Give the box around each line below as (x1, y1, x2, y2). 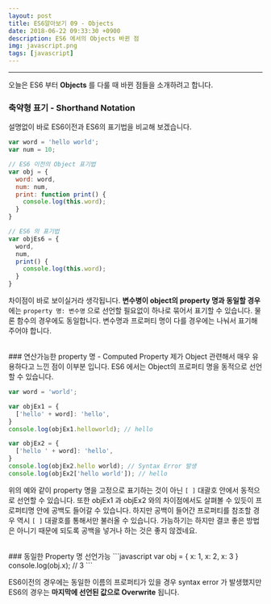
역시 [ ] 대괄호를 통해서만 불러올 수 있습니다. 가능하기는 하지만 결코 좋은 (16, 515, 245, 525)
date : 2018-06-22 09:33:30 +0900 (8, 27, 121, 35)
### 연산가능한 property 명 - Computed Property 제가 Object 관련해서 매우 (8, 352, 251, 362)
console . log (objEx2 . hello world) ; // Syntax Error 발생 (8, 462, 197, 471)
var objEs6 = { (8, 235, 60, 243)
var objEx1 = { (8, 402, 60, 410)
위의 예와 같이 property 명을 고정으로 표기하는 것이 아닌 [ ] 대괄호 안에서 (8, 485, 240, 495)
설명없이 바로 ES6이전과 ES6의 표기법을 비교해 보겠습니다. (8, 122, 192, 132)
